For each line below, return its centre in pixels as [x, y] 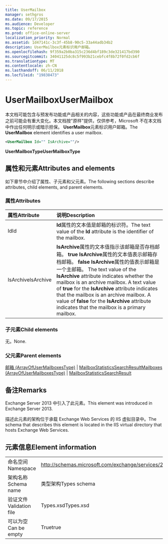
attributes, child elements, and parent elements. [54, 187]
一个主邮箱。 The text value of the [96, 269]
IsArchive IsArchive [30, 280]
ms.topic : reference [27, 29]
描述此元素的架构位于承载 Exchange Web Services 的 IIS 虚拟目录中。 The [81, 419]
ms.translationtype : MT [30, 61]
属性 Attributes [23, 201]
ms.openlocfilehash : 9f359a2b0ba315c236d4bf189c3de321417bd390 [72, 52]
